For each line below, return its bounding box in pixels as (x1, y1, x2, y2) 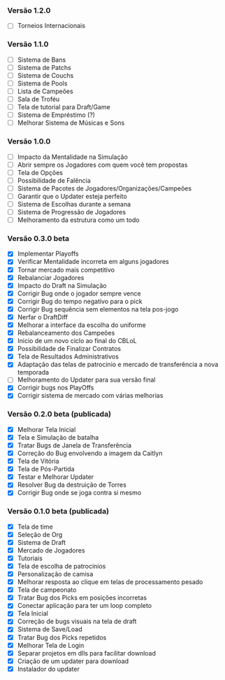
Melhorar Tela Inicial (17, 425, 76, 433)
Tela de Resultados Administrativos (17, 352, 119, 361)
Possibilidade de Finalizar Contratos (17, 345, 121, 353)
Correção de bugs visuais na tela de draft (17, 617, 137, 625)
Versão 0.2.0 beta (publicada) (7, 409, 112, 419)
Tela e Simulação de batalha (17, 433, 99, 441)
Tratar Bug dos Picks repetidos (17, 633, 107, 641)
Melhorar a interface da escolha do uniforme (17, 321, 147, 329)
